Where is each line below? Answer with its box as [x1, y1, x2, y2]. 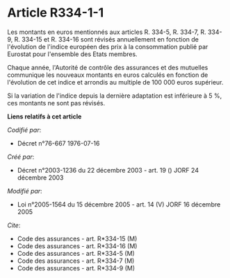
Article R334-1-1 [7, 5, 104, 21]
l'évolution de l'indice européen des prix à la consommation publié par [7, 42, 208, 51]
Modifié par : [7, 186, 43, 195]
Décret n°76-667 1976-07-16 [17, 139, 100, 147]
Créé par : [7, 153, 35, 161]
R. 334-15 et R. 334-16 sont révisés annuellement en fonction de [14, 35, 199, 43]
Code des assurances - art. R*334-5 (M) [17, 249, 135, 257]
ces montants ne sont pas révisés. [7, 98, 106, 107]
